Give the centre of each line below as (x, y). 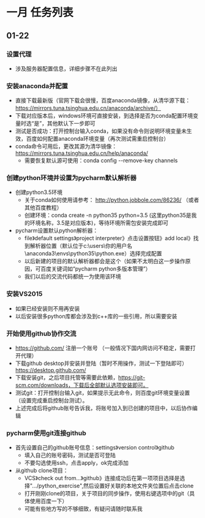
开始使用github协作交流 (41, 333)
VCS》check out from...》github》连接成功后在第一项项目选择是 (102, 478)
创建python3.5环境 (39, 192)
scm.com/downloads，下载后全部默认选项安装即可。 (82, 385)
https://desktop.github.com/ (50, 370)
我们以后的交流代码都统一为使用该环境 (73, 277)
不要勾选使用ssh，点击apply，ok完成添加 (76, 463)
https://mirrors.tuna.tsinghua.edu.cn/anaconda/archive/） (88, 108)
